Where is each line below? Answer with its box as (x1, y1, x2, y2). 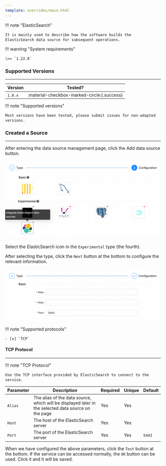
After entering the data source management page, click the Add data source (5, 145, 161, 151)
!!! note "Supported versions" (5, 103, 65, 109)
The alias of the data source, (33, 394, 91, 400)
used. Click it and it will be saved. (5, 456, 73, 462)
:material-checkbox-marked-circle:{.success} (28, 92, 123, 98)
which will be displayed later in (33, 400, 96, 406)
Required (100, 387, 120, 393)
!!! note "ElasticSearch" (5, 22, 52, 28)
